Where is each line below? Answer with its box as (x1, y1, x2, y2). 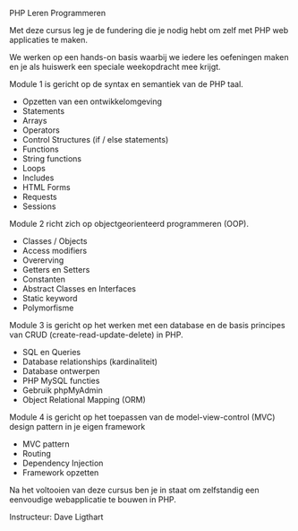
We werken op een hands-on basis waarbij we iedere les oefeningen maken (9, 52, 289, 62)
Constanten (21, 274, 65, 284)
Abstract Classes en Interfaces (21, 283, 137, 294)
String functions (21, 153, 82, 164)
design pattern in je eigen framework (9, 422, 146, 431)
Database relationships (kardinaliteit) (21, 356, 158, 367)
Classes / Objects (21, 236, 88, 246)
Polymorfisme (21, 302, 74, 313)
